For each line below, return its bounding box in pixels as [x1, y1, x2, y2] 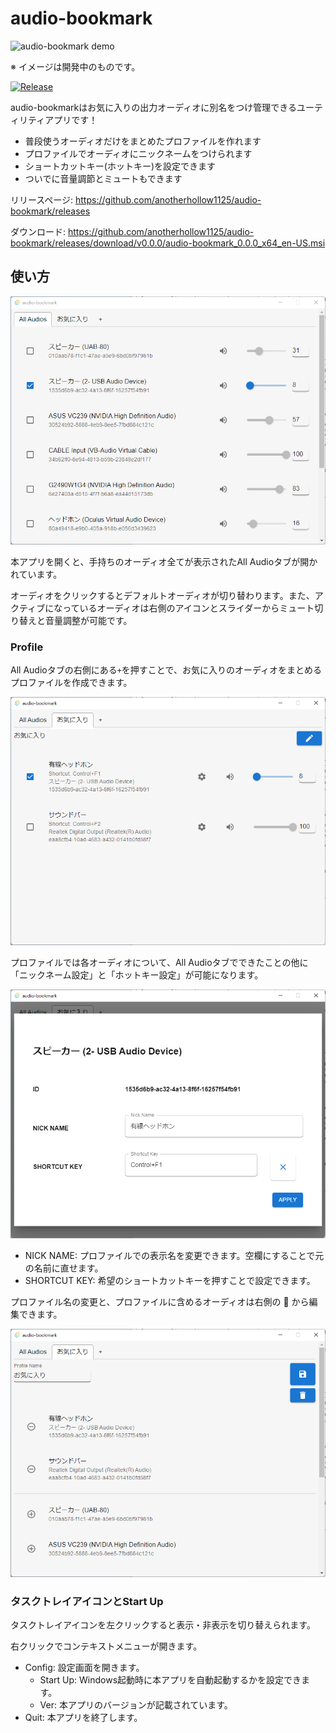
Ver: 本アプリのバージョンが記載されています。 [39, 1698, 233, 1711]
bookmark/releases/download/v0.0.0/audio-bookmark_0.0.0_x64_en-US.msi [10, 237, 326, 249]
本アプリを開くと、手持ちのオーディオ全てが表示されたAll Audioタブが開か [10, 555, 318, 567]
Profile [10, 640, 44, 654]
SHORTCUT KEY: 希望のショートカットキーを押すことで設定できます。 [24, 1274, 316, 1286]
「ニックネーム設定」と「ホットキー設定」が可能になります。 [10, 969, 264, 981]
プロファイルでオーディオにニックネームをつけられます [24, 147, 253, 159]
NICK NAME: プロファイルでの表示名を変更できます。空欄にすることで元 [24, 1249, 325, 1261]
